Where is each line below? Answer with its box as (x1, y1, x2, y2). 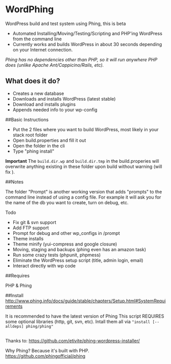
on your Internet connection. (12, 46, 73, 53)
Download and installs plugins (12, 101, 76, 107)
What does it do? (5, 77, 60, 85)
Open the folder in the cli (12, 142, 65, 149)
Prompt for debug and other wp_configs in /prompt (12, 230, 120, 236)
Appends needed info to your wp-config (12, 106, 98, 113)
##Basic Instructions (5, 116, 49, 123)
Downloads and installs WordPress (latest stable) (12, 95, 116, 102)
